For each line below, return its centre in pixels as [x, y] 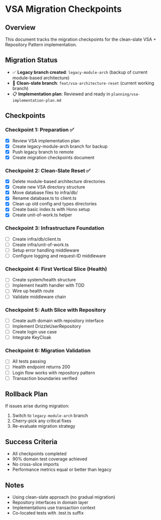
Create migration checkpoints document [53, 157]
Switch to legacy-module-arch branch [50, 416]
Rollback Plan [26, 394]
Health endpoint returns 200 [41, 367]
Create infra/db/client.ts [37, 239]
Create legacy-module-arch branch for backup [60, 146]
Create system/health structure [44, 280]
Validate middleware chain [39, 297]
